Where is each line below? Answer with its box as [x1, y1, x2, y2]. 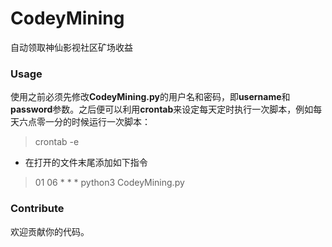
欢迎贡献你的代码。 [10, 225, 90, 237]
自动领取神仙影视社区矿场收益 [10, 41, 133, 53]
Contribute [10, 202, 65, 216]
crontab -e [34, 136, 80, 148]
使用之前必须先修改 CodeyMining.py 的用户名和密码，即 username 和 [10, 91, 291, 103]
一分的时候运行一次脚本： [44, 116, 151, 128]
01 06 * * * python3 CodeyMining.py [34, 177, 185, 189]
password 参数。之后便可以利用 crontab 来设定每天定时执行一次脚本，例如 [10, 103, 314, 116]
